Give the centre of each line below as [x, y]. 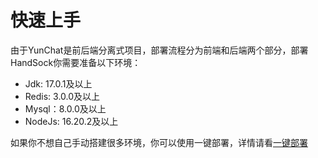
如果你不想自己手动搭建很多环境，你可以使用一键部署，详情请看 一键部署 [159, 142]
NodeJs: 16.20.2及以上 [71, 121]
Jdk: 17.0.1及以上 [58, 83]
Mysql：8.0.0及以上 [65, 108]
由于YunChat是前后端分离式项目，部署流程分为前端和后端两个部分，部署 [159, 50]
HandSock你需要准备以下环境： [76, 62]
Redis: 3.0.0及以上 [62, 96]
